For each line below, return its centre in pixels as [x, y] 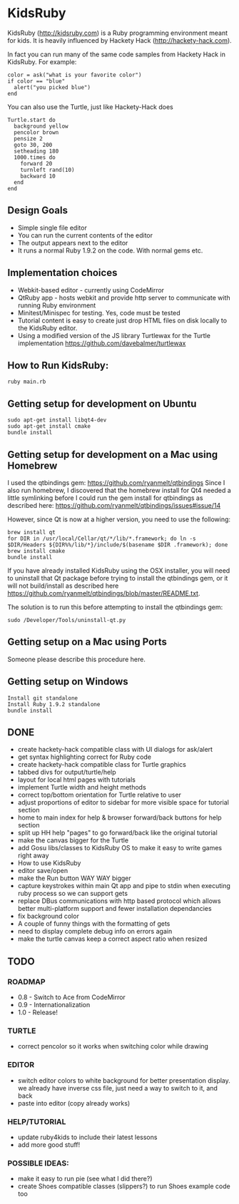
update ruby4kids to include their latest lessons [87, 1137]
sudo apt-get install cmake [49, 427]
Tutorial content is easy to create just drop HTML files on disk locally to [122, 320]
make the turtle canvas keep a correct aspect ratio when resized [112, 939]
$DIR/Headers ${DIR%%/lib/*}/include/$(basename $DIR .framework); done [118, 545]
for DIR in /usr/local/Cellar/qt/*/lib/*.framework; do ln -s [102, 539]
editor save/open [43, 871]
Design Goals [37, 211]
